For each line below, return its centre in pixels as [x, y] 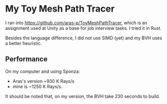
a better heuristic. [23, 43]
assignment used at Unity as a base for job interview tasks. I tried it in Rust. [83, 28]
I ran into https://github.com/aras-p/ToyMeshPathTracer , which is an [76, 23]
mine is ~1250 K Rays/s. [37, 86]
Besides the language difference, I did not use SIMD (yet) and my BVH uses [84, 38]
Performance [26, 59]
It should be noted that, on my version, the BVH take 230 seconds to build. [83, 96]
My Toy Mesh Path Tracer [60, 9]
